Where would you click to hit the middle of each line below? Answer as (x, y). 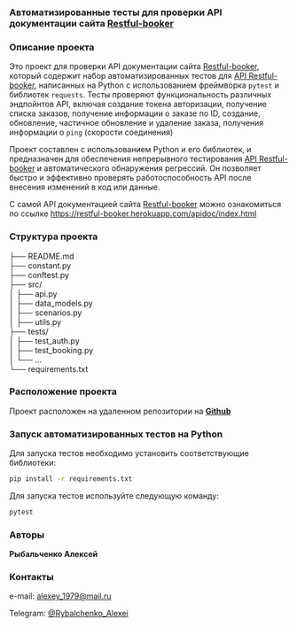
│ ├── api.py (33, 293)
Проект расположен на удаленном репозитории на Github (120, 411)
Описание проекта (52, 47)
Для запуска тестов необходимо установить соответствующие (129, 453)
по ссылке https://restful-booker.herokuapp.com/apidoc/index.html (133, 213)
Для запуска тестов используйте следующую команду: (114, 495)
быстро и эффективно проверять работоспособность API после (130, 178)
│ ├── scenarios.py (46, 313)
